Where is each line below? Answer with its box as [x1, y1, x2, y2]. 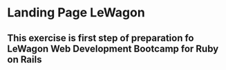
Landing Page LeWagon [7, 5, 145, 21]
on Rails [7, 54, 42, 65]
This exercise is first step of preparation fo [7, 32, 194, 44]
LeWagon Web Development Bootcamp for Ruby [7, 43, 219, 54]
